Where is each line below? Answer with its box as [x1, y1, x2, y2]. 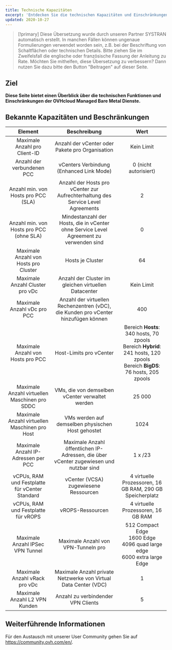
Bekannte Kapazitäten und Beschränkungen [5, 113, 149, 121]
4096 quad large [122, 541, 163, 548]
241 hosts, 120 [123, 349, 161, 356]
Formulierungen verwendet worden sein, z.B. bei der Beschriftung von [17, 42, 166, 48]
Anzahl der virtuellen [59, 296, 110, 303]
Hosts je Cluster [64, 257, 104, 264]
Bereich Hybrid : [122, 343, 161, 350]
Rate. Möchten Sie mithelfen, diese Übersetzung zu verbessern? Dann [17, 59, 166, 65]
